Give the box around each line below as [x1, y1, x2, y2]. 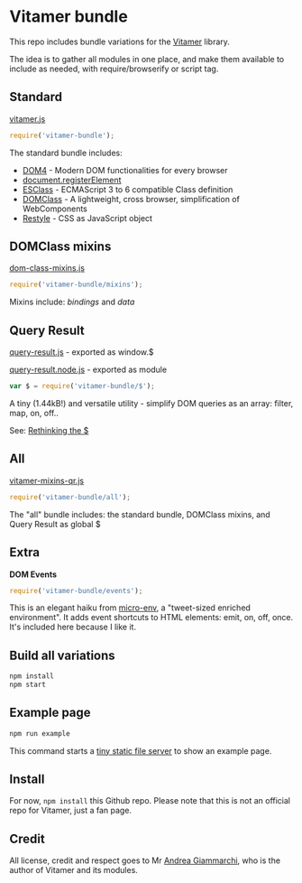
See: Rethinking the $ [9, 425, 89, 435]
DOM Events [9, 569, 57, 580]
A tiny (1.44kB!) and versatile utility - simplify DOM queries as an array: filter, [9, 398, 294, 408]
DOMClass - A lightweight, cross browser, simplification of [22, 193, 241, 204]
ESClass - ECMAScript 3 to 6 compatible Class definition [22, 183, 233, 195]
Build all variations [9, 647, 115, 663]
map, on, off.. [9, 408, 59, 418]
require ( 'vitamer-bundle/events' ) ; [9, 586, 143, 595]
